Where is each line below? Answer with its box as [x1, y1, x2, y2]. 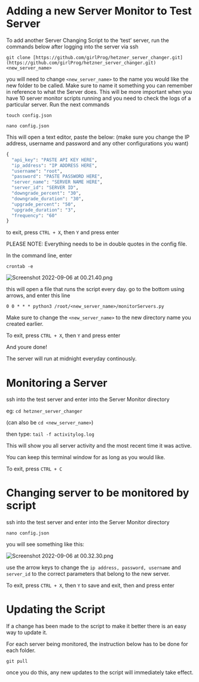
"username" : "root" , [11, 168, 63, 174]
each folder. [6, 647, 36, 654]
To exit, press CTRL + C [6, 465, 63, 473]
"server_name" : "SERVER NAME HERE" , [11, 179, 103, 185]
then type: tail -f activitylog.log [6, 430, 94, 438]
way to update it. [6, 629, 48, 636]
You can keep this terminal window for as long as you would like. [6, 454, 166, 461]
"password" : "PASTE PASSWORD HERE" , [11, 173, 103, 180]
